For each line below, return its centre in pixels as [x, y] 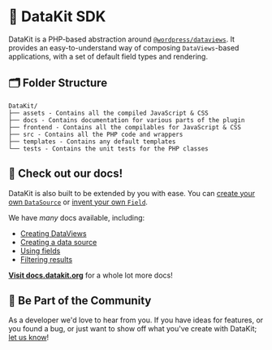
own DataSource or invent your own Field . [78, 202]
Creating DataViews [53, 233]
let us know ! [29, 338]
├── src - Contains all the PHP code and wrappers [96, 134]
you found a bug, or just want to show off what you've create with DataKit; [133, 329]
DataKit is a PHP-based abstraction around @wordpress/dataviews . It [122, 39]
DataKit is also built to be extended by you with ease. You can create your [132, 193]
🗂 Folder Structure [58, 83]
